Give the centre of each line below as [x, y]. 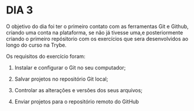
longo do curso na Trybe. [36, 45]
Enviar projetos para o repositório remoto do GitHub [77, 101]
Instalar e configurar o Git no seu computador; [70, 67]
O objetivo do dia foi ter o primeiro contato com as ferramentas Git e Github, [97, 26]
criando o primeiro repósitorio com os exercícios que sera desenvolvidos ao [97, 39]
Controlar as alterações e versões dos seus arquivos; [78, 90]
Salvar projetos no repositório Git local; [61, 79]
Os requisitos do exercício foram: [46, 56]
